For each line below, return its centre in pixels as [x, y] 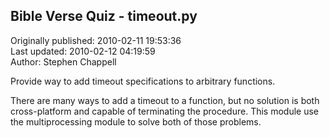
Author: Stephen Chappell [63, 61]
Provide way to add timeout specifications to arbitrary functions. [143, 81]
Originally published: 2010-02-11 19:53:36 [96, 40]
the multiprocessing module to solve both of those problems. [136, 121]
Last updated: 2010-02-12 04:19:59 [83, 51]
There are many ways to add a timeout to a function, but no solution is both [165, 100]
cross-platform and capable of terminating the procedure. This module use [165, 111]
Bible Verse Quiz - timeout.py [104, 16]
